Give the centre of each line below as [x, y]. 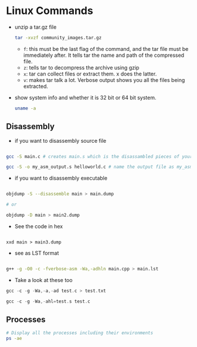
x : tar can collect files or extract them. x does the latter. [90, 74]
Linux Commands [50, 11]
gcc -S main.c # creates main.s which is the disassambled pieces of [93, 156]
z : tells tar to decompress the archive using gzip [81, 67]
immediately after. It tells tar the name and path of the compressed [104, 55]
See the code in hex [39, 226]
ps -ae [14, 339]
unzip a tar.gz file [35, 27]
